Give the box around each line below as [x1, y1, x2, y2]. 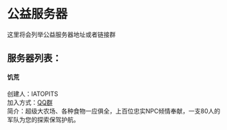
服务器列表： [7, 52, 62, 64]
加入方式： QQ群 [7, 98, 53, 107]
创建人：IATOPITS [7, 89, 58, 98]
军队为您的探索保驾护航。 [7, 115, 80, 124]
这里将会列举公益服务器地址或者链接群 [7, 30, 116, 39]
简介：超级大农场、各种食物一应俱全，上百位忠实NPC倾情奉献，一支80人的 [7, 107, 221, 115]
